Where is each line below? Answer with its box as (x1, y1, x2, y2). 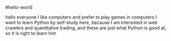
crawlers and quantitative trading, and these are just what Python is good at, (5, 25, 166, 31)
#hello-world (5, 5, 32, 10)
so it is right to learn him (5, 30, 56, 36)
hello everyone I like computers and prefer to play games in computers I (5, 14, 157, 20)
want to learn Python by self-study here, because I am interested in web (5, 20, 158, 25)
